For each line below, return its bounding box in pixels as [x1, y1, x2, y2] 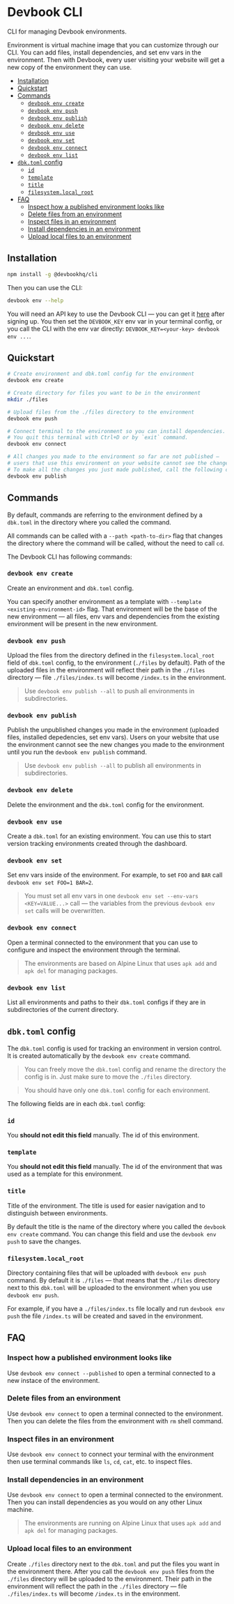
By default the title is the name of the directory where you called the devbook [7, 1222, 226, 1231]
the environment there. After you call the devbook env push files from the [7, 1567, 214, 1575]
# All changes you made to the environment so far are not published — [7, 453, 219, 460]
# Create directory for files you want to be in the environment [7, 390, 201, 397]
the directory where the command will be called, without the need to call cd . [7, 538, 225, 547]
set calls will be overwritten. [24, 907, 106, 915]
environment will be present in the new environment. [7, 619, 158, 628]
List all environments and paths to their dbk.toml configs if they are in [7, 998, 206, 1006]
